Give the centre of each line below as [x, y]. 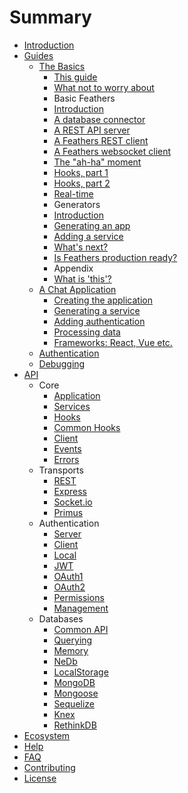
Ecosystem [47, 735]
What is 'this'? [82, 278]
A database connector [99, 119]
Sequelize [74, 703]
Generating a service [97, 310]
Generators [77, 204]
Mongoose [76, 693]
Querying [73, 640]
